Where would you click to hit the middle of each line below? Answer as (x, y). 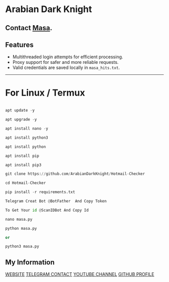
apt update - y (20, 111)
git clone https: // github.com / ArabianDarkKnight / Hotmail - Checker (75, 174)
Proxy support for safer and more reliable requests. (66, 62)
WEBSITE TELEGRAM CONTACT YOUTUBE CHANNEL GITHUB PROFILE (80, 274)
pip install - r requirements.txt (40, 192)
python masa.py (21, 228)
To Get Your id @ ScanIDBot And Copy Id (47, 210)
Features (19, 44)
